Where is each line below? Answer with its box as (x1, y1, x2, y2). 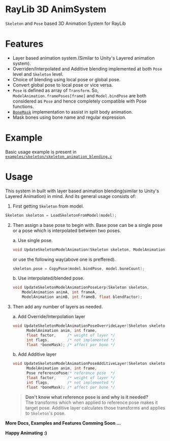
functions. (12, 103, 34, 110)
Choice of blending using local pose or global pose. (12, 76, 121, 82)
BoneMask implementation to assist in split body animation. (12, 109, 133, 115)
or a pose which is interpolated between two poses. (12, 227, 121, 233)
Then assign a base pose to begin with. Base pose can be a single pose (12, 222, 163, 228)
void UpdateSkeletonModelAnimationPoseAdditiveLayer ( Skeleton (12, 361, 147, 366)
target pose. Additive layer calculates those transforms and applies (25, 404, 165, 411)
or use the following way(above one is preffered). (12, 256, 116, 262)
